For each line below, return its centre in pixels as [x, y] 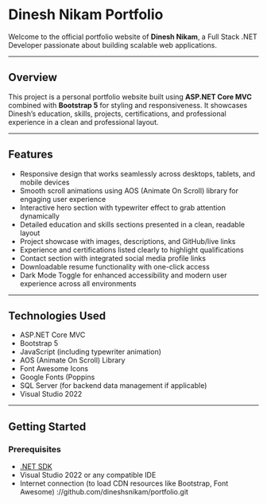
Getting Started [47, 426]
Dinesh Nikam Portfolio [86, 15]
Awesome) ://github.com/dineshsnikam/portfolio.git [104, 492]
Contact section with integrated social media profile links [113, 258]
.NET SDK [36, 467]
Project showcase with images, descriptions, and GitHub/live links [128, 241]
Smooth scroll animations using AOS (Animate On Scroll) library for [129, 190]
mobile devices [44, 182]
